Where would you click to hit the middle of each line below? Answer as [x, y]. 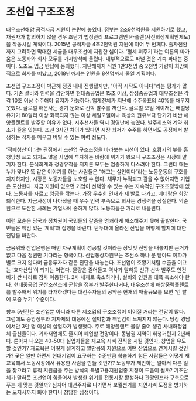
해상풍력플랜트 [172, 284]
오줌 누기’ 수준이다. [34, 299]
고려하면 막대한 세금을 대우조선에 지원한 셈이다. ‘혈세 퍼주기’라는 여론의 [98, 51]
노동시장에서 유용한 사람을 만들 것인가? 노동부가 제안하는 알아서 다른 [104, 363]
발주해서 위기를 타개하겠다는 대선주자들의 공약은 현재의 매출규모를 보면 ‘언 [97, 291]
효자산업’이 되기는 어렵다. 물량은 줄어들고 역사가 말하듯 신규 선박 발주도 [94, 270]
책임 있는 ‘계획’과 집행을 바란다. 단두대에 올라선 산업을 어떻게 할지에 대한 [104, 228]
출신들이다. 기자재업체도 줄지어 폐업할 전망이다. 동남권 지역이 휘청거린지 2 [97, 333]
